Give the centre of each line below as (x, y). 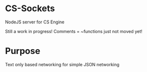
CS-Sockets (30, 9)
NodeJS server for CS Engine (35, 22)
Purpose (23, 51)
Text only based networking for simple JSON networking (62, 64)
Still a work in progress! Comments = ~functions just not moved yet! (74, 31)
